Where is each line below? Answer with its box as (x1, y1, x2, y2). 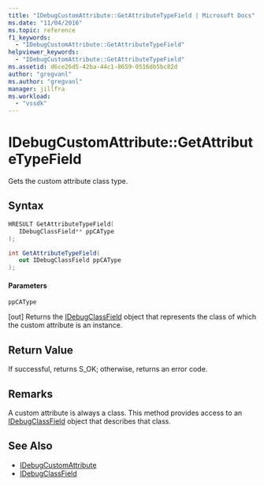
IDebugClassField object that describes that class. (8, 416, 171, 426)
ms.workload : (8, 92, 51, 100)
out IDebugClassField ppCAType (18, 256, 122, 264)
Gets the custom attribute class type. (8, 177, 128, 186)
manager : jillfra (8, 84, 65, 93)
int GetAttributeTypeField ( (8, 249, 101, 257)
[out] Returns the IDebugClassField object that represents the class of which (8, 312, 257, 322)
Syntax (8, 199, 44, 213)
